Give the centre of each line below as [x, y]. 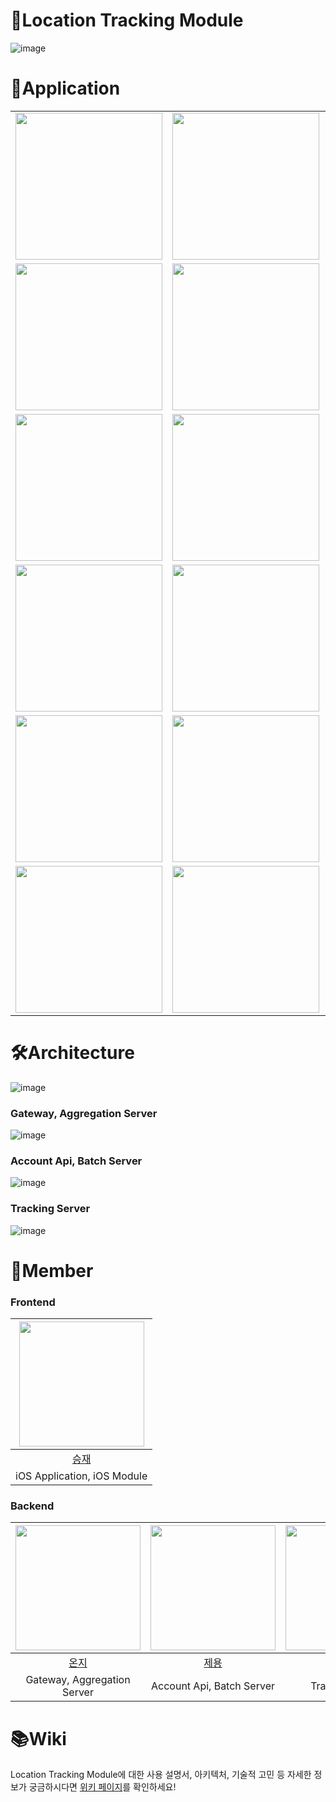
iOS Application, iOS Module [81, 1476]
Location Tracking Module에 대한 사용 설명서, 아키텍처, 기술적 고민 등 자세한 [161, 1775]
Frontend [33, 1302]
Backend [32, 1506]
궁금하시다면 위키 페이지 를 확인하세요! [102, 1787]
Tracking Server [50, 1209]
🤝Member [52, 1270]
